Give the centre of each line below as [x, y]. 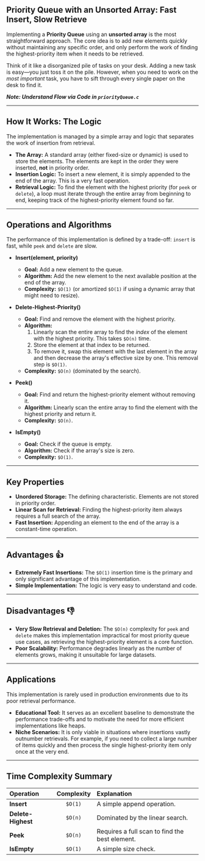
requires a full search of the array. [58, 516]
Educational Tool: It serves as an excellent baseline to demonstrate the [105, 712]
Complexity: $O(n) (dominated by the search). [83, 371]
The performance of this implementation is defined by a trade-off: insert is [101, 240]
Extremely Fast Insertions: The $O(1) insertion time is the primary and [104, 573]
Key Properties [35, 482]
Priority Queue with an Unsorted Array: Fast [92, 10]
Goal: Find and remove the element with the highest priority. [100, 319]
